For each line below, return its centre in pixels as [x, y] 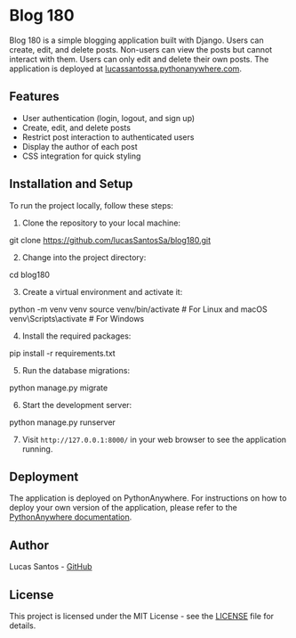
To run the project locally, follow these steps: [91, 205]
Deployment [44, 476]
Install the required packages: [76, 336]
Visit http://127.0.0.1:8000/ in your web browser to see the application [154, 439]
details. [23, 626]
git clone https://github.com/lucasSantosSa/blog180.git [110, 240]
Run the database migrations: [76, 370]
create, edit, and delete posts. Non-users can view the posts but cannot [141, 49]
